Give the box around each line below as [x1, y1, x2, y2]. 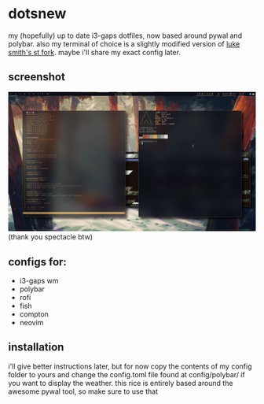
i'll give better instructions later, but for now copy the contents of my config [8, 361, 252, 371]
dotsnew [8, 5, 67, 23]
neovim [19, 318, 44, 328]
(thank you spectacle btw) [8, 232, 93, 242]
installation [8, 340, 64, 354]
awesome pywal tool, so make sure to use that [8, 387, 159, 396]
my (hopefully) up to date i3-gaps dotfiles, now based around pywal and [8, 31, 242, 40]
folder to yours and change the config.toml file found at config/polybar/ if [8, 369, 245, 379]
